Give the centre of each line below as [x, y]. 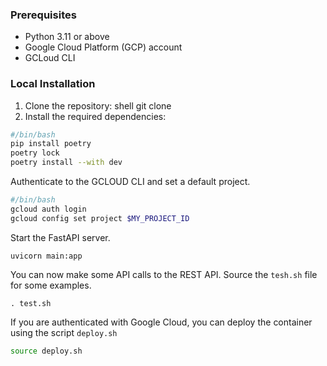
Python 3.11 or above [67, 37]
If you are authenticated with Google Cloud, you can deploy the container [161, 322]
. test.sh [31, 303]
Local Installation [53, 84]
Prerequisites [43, 15]
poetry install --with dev [66, 163]
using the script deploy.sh [64, 332]
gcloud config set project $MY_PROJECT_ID [100, 218]
